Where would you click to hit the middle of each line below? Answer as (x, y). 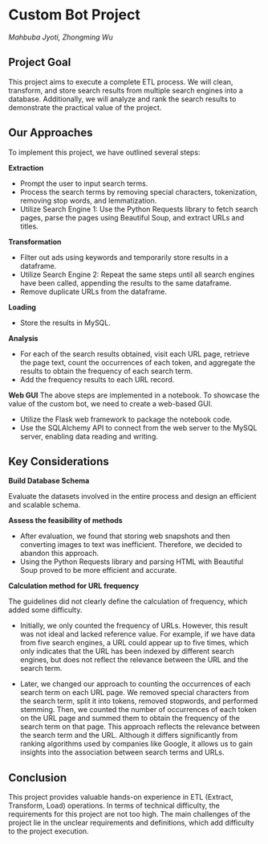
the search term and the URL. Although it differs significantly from (129, 735)
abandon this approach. (59, 554)
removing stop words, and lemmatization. (88, 200)
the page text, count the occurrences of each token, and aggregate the (137, 362)
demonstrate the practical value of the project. (85, 107)
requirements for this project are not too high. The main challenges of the (130, 814)
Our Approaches (51, 133)
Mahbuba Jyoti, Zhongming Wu (61, 37)
